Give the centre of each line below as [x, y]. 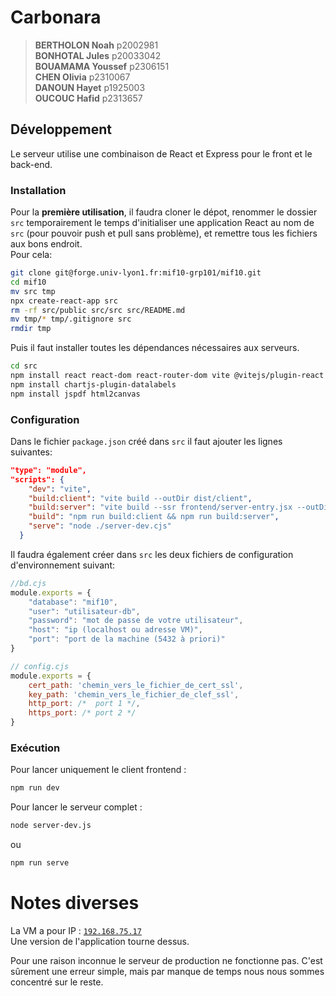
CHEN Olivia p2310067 [82, 77]
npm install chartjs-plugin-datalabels [93, 384]
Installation [38, 190]
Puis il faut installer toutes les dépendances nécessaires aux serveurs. [155, 348]
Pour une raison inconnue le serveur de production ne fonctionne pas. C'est [166, 960]
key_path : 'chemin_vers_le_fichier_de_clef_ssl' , [134, 694]
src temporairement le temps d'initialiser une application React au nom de [162, 223]
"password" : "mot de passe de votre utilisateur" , [136, 621]
